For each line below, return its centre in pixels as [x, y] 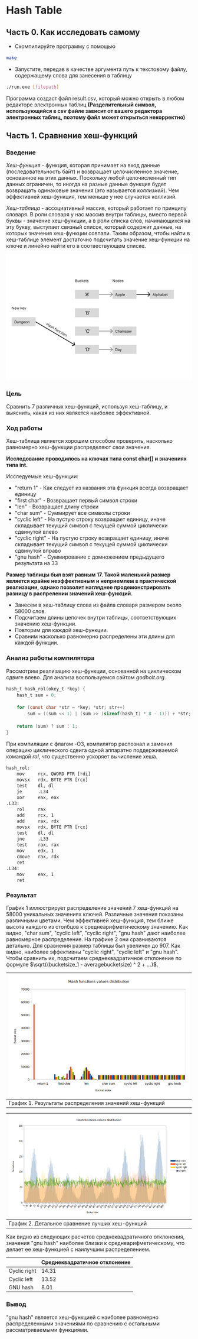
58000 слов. [30, 611]
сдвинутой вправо [38, 551]
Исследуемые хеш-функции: [42, 476]
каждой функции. [37, 643]
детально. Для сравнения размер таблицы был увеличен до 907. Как [93, 946]
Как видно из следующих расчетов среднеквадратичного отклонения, [95, 1237]
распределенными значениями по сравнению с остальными [83, 1323]
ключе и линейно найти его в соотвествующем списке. [76, 246]
